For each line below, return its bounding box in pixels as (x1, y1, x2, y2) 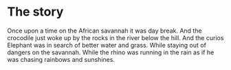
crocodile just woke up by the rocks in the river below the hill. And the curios (7, 33, 224, 41)
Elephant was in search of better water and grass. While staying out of (7, 41, 206, 49)
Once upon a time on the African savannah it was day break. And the (7, 27, 202, 35)
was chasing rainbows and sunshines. (7, 55, 115, 63)
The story (7, 4, 64, 20)
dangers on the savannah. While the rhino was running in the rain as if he (7, 48, 214, 56)
